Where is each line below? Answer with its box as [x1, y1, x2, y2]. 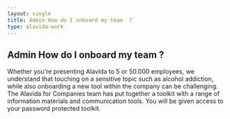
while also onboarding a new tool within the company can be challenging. [7, 82, 218, 90]
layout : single [7, 10, 52, 17]
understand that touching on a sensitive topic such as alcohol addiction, [7, 74, 214, 84]
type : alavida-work [7, 23, 64, 30]
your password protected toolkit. [7, 104, 101, 113]
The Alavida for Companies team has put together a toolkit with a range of [7, 90, 220, 98]
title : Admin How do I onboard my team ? [7, 17, 132, 24]
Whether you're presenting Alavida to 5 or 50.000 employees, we [7, 68, 195, 76]
